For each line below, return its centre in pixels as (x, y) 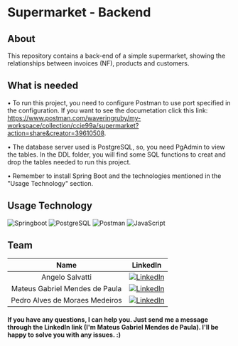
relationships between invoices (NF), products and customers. (98, 63)
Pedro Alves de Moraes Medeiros (66, 300)
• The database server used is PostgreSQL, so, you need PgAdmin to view (116, 147)
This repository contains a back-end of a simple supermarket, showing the (117, 56)
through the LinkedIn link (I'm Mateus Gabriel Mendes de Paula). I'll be (113, 327)
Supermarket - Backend (79, 12)
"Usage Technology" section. (50, 183)
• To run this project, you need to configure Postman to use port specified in (119, 103)
